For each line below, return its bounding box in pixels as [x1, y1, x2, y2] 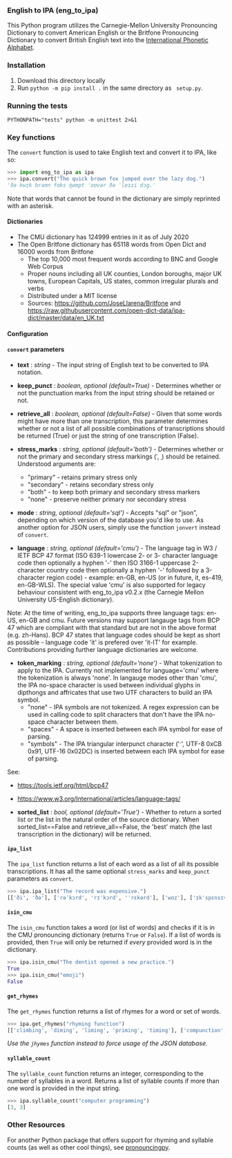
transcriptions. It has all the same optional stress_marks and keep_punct [7, 867, 210, 876]
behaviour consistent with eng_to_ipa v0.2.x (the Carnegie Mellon [17, 588, 204, 596]
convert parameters [7, 345, 65, 354]
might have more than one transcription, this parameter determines [17, 417, 209, 425]
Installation [7, 61, 46, 71]
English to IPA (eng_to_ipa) [7, 6, 99, 15]
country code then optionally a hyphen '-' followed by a [46, 566, 204, 574]
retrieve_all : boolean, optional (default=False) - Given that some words [17, 409, 222, 418]
